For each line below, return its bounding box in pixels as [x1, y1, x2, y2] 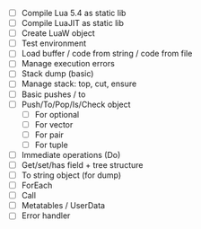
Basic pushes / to [21, 89, 86, 100]
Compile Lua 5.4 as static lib [21, 8, 127, 18]
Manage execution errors [21, 58, 116, 69]
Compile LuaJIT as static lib [21, 18, 125, 29]
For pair [34, 129, 65, 140]
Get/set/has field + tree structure [21, 159, 144, 170]
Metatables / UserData [21, 200, 105, 211]
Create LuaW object [21, 28, 95, 39]
